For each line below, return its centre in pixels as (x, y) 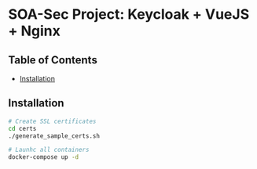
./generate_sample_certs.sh (54, 136)
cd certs (22, 128)
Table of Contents (53, 60)
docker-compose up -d (44, 157)
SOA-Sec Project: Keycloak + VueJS (129, 14)
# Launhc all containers (49, 150)
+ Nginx (34, 31)
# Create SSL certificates (52, 121)
